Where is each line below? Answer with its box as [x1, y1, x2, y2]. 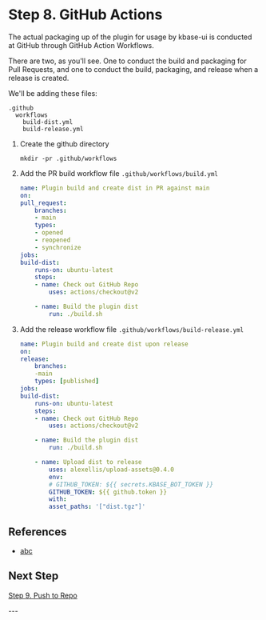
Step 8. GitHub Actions [8, 6, 163, 24]
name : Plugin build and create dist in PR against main [19, 184, 210, 192]
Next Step [8, 570, 59, 583]
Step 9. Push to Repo [8, 590, 77, 600]
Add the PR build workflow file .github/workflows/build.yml [19, 168, 218, 178]
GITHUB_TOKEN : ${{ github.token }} [49, 488, 168, 496]
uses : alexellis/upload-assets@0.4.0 [49, 466, 174, 474]
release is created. [8, 73, 69, 82]
